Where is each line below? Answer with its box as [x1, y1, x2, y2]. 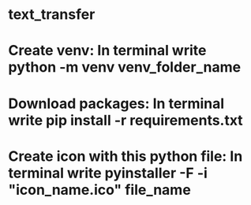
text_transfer [8, 6, 96, 24]
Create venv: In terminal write [8, 42, 207, 60]
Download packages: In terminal [8, 95, 225, 112]
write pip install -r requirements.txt [8, 111, 243, 129]
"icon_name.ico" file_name [8, 181, 191, 199]
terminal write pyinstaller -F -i [8, 164, 208, 182]
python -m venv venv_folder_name [8, 58, 242, 76]
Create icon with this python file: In [8, 147, 243, 165]
